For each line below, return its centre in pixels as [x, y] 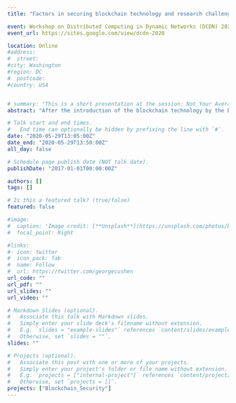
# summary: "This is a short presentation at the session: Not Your [110, 104]
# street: [23, 59]
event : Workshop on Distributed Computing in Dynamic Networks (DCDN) [113, 26]
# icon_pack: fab [34, 258]
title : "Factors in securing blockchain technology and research [105, 14]
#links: [19, 245]
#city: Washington [34, 65]
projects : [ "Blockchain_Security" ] [59, 389]
